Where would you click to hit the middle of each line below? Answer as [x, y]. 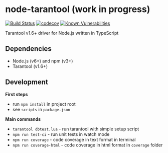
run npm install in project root [44, 104]
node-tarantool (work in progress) [78, 9]
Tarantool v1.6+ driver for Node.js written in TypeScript [62, 33]
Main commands [23, 119]
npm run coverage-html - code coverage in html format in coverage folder [88, 145]
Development [27, 82]
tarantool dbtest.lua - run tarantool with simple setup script [76, 129]
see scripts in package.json [41, 109]
